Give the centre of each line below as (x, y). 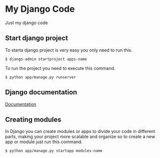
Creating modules (33, 119)
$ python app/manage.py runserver (41, 77)
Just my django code (27, 23)
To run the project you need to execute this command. (60, 68)
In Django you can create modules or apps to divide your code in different (80, 131)
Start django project (37, 38)
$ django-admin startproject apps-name (46, 59)
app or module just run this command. (44, 142)
